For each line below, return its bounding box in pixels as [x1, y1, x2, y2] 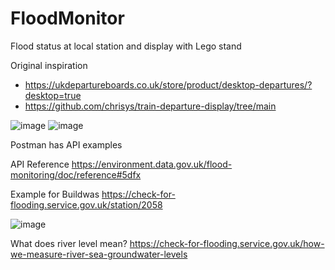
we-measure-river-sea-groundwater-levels [10, 248, 188, 260]
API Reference [10, 158, 70, 170]
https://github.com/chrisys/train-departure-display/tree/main [24, 100, 277, 112]
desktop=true [24, 89, 82, 101]
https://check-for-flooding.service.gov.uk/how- [129, 237, 325, 249]
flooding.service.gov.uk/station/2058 [10, 198, 163, 211]
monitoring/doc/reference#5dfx [10, 168, 142, 181]
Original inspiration [10, 59, 88, 71]
